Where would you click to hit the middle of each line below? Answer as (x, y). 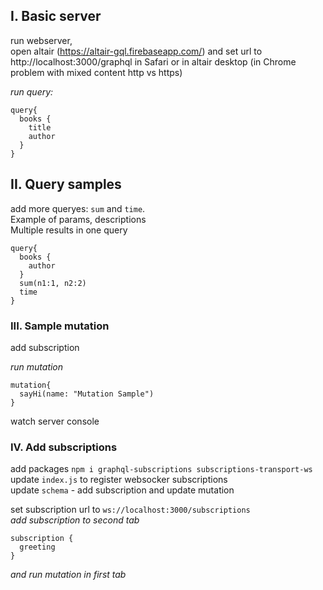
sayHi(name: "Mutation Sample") (87, 394)
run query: (32, 91)
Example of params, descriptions (78, 219)
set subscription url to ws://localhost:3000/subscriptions (130, 510)
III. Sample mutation (60, 326)
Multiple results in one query (69, 230)
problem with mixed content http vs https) (96, 72)
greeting (37, 547)
